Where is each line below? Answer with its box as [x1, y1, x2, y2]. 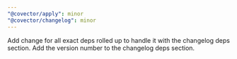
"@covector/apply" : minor [7, 10, 83, 18]
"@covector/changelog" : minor [7, 17, 97, 24]
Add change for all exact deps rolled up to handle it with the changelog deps [7, 36, 230, 44]
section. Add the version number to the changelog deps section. [7, 44, 195, 52]
